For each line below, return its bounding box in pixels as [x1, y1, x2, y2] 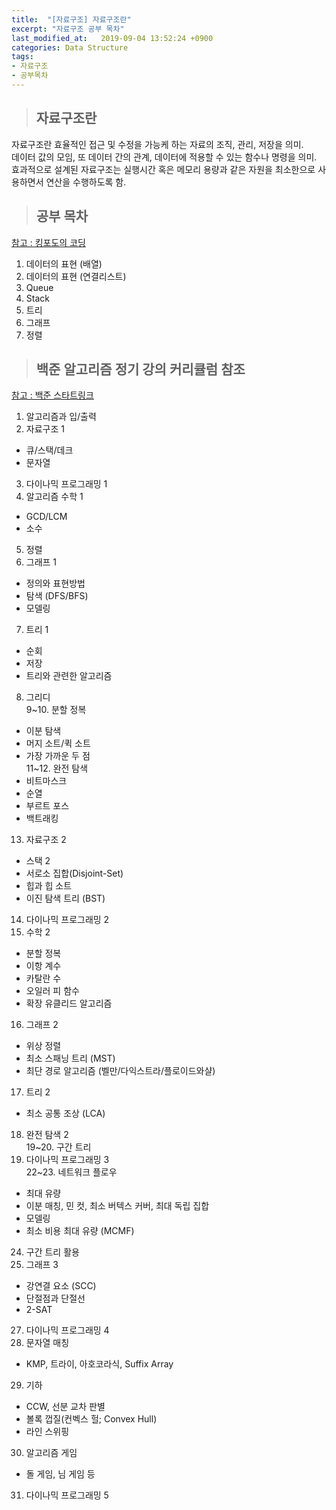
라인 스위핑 [25, 1426, 70, 1438]
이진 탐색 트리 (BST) [25, 892, 106, 905]
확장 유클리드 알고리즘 [25, 997, 113, 1010]
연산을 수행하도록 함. [45, 176, 127, 188]
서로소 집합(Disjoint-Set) [25, 867, 124, 880]
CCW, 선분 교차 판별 [25, 1401, 106, 1413]
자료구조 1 [25, 423, 65, 435]
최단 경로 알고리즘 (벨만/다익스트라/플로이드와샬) [25, 1065, 216, 1077]
